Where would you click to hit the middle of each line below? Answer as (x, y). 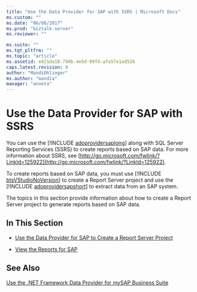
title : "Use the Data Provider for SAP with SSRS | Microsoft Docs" (93, 12)
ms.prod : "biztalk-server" (40, 28)
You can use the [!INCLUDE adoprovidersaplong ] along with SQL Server (95, 143)
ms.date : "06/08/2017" (34, 23)
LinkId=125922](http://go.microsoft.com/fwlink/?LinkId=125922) (85, 162)
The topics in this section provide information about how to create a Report (99, 198)
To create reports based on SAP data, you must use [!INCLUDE (84, 174)
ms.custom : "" (24, 17)
